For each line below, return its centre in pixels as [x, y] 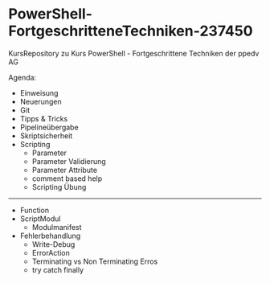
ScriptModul [41, 219]
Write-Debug [53, 244]
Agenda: [22, 77]
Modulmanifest [57, 227]
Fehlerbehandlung [50, 236]
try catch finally [58, 269]
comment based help [67, 178]
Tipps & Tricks [44, 118]
